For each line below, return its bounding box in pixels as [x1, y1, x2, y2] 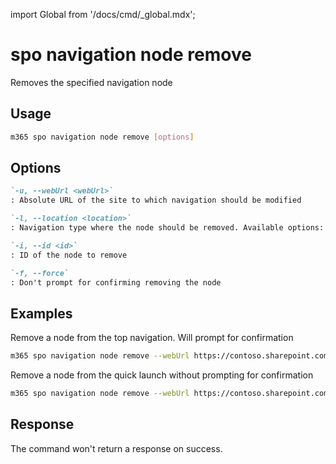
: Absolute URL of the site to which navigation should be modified [10, 195, 302, 206]
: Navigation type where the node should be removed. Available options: [10, 223, 325, 233]
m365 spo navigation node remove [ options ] [10, 132, 195, 142]
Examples [10, 305, 73, 322]
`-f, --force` [10, 268, 70, 278]
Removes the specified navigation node [10, 76, 173, 88]
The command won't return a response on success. [10, 442, 223, 454]
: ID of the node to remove [10, 250, 128, 260]
